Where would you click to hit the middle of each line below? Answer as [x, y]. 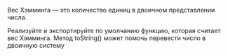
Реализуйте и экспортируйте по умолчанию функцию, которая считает [114, 31]
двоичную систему [36, 45]
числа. [17, 17]
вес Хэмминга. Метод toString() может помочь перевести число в [107, 38]
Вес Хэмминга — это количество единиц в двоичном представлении [111, 10]
